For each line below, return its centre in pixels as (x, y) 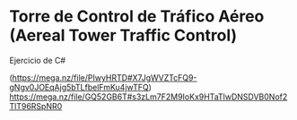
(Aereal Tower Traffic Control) (123, 35)
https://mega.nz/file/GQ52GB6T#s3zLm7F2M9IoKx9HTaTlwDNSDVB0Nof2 (148, 97)
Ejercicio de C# (37, 60)
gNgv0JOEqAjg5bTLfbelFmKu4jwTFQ (79, 87)
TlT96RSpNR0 (36, 106)
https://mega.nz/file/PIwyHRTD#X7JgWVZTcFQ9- (105, 77)
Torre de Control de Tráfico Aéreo (137, 17)
